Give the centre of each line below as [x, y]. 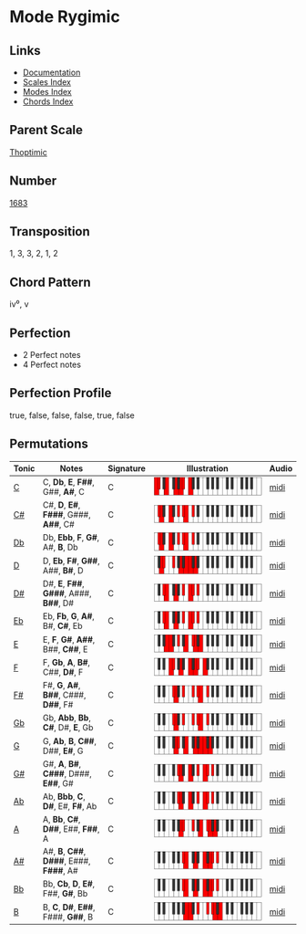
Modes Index [47, 92]
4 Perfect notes [52, 365]
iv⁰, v [19, 304]
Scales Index [46, 82]
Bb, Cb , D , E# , [69, 884]
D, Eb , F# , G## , [71, 561]
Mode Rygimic [65, 17]
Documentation [51, 72]
